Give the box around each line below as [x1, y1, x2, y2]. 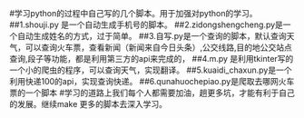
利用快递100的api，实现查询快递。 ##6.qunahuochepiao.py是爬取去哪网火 [9, 76, 287, 86]
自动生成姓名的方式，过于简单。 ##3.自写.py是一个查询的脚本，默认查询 [16, 31, 288, 41]
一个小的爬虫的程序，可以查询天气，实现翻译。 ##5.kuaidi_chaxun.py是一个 [9, 64, 292, 75]
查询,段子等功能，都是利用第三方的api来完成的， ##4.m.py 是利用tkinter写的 [9, 54, 294, 64]
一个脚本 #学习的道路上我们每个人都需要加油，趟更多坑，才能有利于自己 [25, 87, 295, 98]
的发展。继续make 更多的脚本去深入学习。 [9, 99, 168, 109]
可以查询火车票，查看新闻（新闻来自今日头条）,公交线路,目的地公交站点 [25, 42, 293, 53]
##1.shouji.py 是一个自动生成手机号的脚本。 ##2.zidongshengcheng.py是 [9, 19, 284, 30]
